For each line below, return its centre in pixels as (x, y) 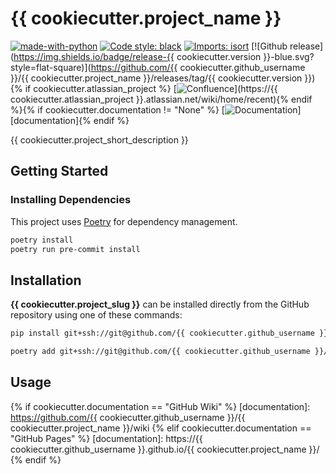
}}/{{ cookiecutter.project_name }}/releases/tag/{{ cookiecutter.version (156, 78)
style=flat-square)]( (51, 67)
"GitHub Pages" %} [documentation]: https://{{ (106, 438)
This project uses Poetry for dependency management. (124, 221)
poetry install (42, 240)
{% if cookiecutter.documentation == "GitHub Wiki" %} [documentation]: (160, 406)
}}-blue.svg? (289, 56)
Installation (46, 280)
